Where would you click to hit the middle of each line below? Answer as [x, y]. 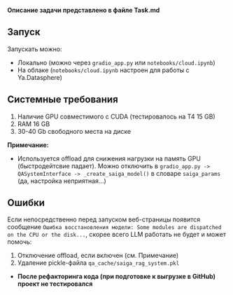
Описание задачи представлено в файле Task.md [84, 10]
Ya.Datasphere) [40, 77]
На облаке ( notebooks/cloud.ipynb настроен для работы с [104, 70]
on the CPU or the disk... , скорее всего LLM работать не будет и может [116, 235]
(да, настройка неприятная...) [62, 181]
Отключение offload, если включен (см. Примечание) [98, 256]
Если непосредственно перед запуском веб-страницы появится [104, 219]
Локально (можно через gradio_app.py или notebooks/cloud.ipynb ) [116, 62]
